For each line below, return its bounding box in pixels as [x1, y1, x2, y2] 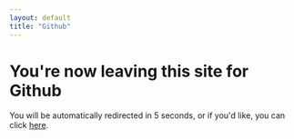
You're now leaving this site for [9, 61, 248, 82]
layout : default [9, 13, 71, 23]
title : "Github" [9, 22, 71, 31]
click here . [9, 120, 49, 131]
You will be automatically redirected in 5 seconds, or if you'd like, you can [9, 110, 286, 121]
